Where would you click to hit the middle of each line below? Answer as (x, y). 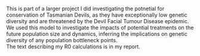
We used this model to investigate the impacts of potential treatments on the (100, 27)
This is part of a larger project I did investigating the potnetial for (85, 9)
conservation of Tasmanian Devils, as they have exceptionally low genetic (97, 15)
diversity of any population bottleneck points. (62, 40)
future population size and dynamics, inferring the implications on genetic (97, 34)
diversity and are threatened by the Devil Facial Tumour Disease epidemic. (98, 21)
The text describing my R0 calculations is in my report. (73, 46)
